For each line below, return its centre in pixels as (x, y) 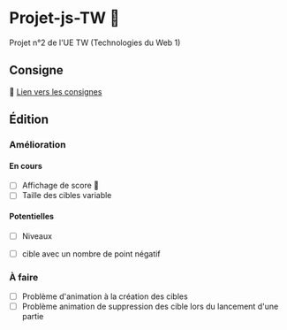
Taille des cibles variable (67, 196)
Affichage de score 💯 (60, 186)
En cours (26, 165)
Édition (29, 120)
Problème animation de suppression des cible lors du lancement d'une (150, 307)
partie (33, 317)
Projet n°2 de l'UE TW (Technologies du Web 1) (95, 42)
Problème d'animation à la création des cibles (105, 296)
